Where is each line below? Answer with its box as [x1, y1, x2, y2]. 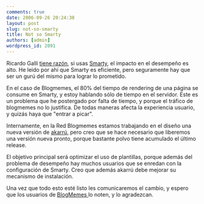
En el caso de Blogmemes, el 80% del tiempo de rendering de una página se [6, 84, 199, 91]
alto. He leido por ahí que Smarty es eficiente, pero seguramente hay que [6, 66, 191, 73]
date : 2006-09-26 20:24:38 [6, 15, 75, 21]
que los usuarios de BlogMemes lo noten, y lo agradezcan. [6, 191, 153, 198]
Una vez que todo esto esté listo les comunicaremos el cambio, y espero [6, 184, 189, 192]
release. [6, 141, 27, 149]
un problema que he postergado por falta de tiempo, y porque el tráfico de [6, 97, 194, 104]
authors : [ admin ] [6, 37, 51, 43]
